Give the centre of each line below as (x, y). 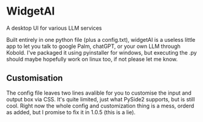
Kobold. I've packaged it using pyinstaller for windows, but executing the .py (101, 52)
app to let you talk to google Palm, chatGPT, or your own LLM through (93, 46)
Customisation (35, 78)
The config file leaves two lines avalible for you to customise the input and (99, 93)
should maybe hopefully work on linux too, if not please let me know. (92, 59)
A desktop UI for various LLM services (54, 28)
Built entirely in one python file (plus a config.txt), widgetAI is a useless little (101, 39)
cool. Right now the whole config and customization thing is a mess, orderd (100, 106)
